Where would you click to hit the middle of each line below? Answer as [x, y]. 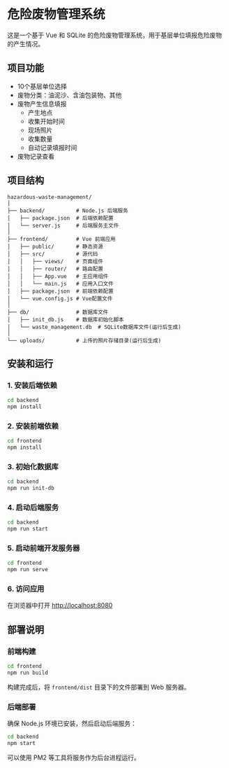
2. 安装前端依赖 [33, 426]
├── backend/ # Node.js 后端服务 [68, 211]
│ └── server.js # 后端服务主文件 [63, 225]
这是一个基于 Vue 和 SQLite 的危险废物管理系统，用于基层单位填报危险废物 [114, 35]
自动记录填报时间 [52, 147]
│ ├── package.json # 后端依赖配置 [60, 218]
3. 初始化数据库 [33, 466]
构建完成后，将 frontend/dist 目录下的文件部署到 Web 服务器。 [99, 687]
